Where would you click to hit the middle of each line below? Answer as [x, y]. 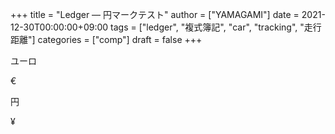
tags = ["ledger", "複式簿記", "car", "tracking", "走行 [216, 27]
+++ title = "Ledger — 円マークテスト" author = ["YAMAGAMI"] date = [155, 14]
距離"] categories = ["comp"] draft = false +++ [106, 39]
